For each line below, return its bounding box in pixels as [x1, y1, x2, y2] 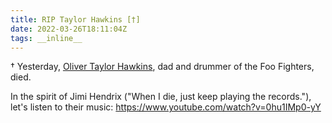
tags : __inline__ [10, 33, 83, 43]
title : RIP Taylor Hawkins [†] [10, 14, 141, 25]
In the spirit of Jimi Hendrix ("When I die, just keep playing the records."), [10, 91, 312, 103]
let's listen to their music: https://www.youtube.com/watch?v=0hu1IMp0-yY [10, 101, 322, 113]
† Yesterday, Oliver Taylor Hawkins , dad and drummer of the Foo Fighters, [10, 61, 315, 73]
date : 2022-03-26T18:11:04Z [10, 24, 128, 34]
